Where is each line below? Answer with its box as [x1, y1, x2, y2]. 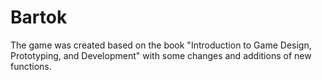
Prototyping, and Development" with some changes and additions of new [10, 49, 312, 61]
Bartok [10, 6, 68, 29]
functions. [10, 60, 52, 72]
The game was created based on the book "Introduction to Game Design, [10, 39, 312, 51]
